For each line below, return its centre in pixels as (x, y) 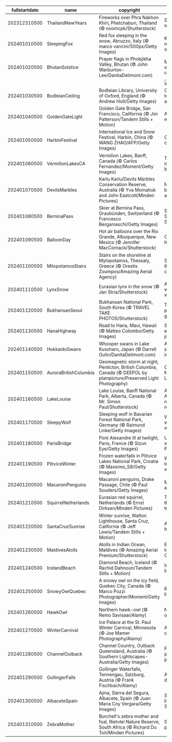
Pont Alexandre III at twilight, (129, 438)
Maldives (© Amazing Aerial (128, 550)
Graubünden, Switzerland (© (129, 213)
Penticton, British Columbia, (128, 367)
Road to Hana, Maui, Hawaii (128, 326)
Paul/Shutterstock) (119, 407)
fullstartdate (25, 10)
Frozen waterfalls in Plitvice (128, 456)
